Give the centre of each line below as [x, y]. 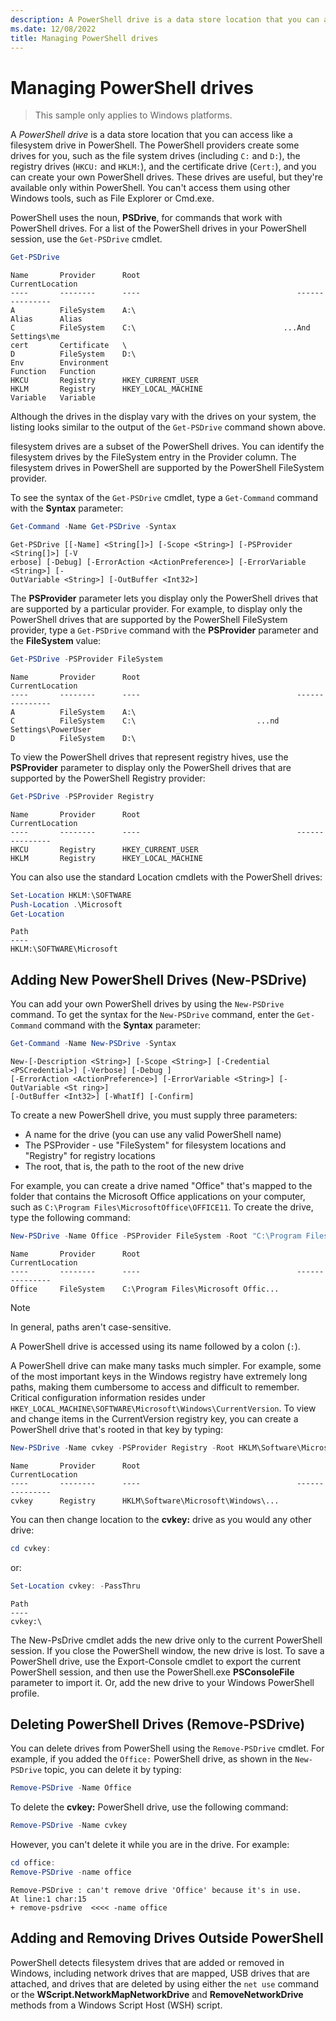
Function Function [53, 372]
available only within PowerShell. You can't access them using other [150, 188]
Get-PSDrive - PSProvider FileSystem [86, 659]
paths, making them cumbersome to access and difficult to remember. [155, 1387]
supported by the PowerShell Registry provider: [108, 778]
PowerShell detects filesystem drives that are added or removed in [147, 1962]
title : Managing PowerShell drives [84, 38]
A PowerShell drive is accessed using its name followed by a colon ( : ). [155, 1346]
